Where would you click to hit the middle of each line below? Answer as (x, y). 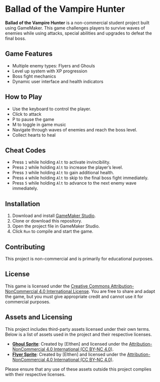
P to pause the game (33, 119)
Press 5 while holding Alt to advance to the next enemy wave (74, 183)
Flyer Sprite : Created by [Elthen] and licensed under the (69, 354)
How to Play (24, 97)
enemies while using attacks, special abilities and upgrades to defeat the (79, 33)
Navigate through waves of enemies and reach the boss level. (75, 129)
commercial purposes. (28, 302)
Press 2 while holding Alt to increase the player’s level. (67, 167)
